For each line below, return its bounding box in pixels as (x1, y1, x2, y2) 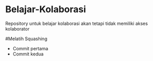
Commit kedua (12, 51, 44, 57)
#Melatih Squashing (5, 36, 48, 42)
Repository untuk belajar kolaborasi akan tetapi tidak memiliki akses (5, 20, 148, 26)
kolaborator (5, 25, 30, 32)
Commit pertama (12, 45, 49, 51)
